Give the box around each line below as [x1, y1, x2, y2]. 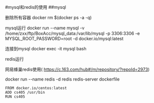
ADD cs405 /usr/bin [5, 90, 45, 95]
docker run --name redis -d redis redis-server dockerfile [5, 76, 120, 82]
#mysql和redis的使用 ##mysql [5, 4, 66, 10]
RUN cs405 [5, 94, 26, 99]
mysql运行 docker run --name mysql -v [5, 25, 85, 31]
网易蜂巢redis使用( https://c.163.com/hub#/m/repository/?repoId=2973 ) [5, 66, 150, 72]
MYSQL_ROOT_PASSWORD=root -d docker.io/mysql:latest [5, 36, 124, 41]
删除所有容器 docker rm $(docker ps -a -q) [5, 15, 92, 21]
